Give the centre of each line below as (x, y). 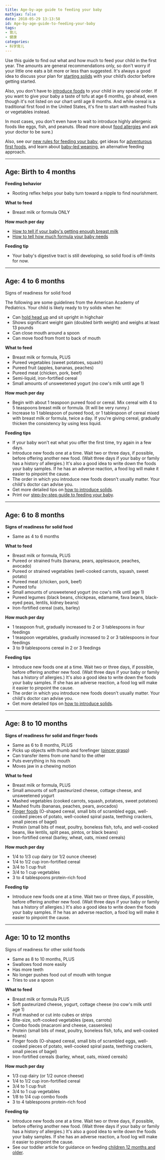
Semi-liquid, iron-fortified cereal (45, 378)
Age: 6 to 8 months (35, 515)
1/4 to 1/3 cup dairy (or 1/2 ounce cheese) (54, 856)
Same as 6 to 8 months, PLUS (42, 745)
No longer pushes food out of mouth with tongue (62, 975)
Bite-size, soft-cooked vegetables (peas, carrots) (62, 1020)
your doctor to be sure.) (29, 132)
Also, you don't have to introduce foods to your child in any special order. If (81, 91)
